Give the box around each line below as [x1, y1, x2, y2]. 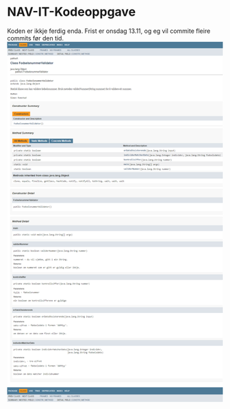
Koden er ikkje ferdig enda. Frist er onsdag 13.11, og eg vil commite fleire [7, 27, 211, 35]
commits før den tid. [7, 34, 64, 42]
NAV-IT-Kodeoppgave [7, 4, 136, 20]
